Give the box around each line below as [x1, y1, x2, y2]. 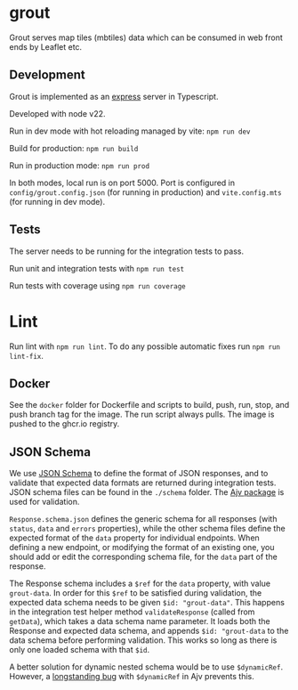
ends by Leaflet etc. [9, 41, 83, 52]
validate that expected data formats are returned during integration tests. [9, 477, 277, 488]
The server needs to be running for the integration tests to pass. [9, 246, 245, 256]
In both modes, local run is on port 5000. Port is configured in [9, 177, 236, 188]
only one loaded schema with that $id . [9, 645, 150, 655]
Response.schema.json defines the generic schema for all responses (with [9, 514, 278, 524]
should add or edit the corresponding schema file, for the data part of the [9, 551, 278, 563]
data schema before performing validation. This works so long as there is [9, 635, 278, 645]
